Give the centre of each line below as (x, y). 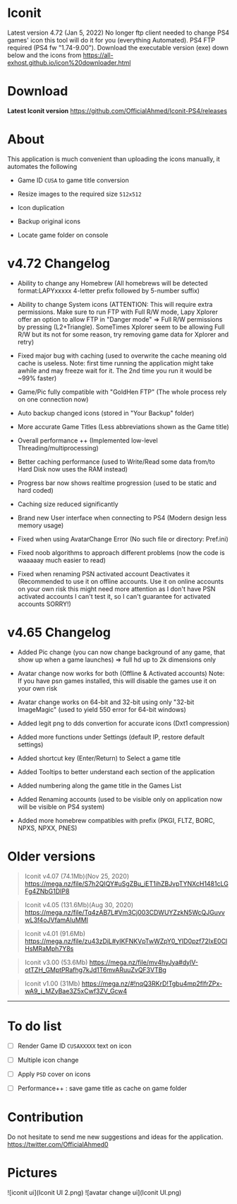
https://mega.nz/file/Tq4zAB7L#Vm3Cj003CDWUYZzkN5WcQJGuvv (125, 912)
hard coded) (36, 490)
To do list (35, 1026)
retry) (26, 341)
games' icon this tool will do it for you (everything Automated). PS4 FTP (111, 40)
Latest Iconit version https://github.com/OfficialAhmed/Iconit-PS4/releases (117, 110)
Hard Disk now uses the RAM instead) (73, 469)
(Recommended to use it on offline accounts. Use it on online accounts (121, 581)
